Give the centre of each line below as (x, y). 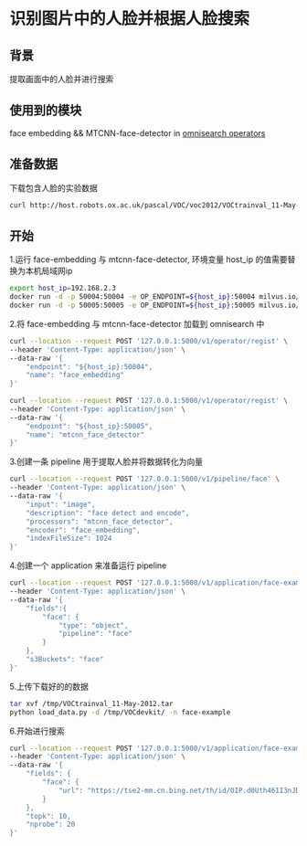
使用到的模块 (46, 111)
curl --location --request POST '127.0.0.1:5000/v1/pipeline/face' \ (145, 479)
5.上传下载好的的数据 (49, 686)
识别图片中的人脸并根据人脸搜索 (130, 19)
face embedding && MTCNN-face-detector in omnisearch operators (138, 132)
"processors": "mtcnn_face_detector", (100, 522)
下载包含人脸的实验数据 (53, 187)
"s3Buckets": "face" (65, 660)
